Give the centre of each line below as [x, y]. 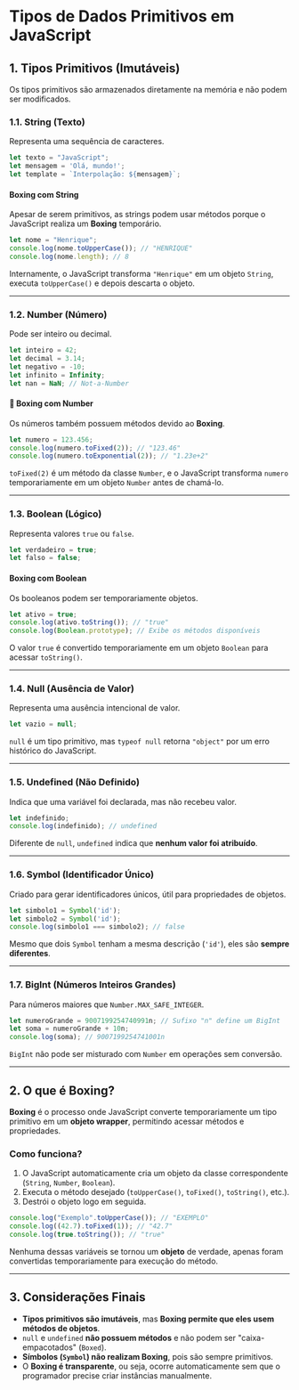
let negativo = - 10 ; [48, 367]
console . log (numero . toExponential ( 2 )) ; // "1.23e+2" [109, 456]
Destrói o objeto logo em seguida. [84, 1202]
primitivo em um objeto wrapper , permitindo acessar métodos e [127, 1121]
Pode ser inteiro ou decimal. [61, 334]
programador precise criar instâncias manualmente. [117, 1375]
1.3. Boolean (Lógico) [56, 514]
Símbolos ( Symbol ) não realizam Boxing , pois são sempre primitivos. [148, 1356]
